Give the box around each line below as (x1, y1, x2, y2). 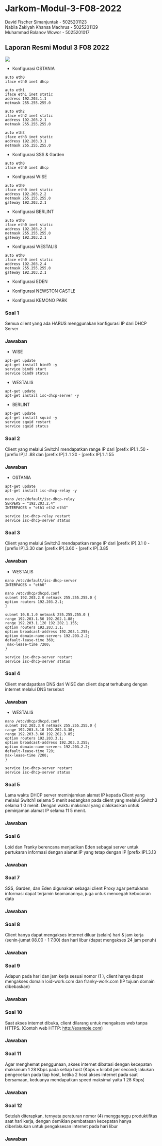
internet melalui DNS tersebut (5, 686, 64, 692)
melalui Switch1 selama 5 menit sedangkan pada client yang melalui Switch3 (5, 797, 158, 803)
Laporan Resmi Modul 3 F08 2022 (5, 43, 110, 52)
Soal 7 (5, 874, 20, 881)
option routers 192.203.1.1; (5, 625, 64, 630)
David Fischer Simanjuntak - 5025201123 (5, 19, 87, 25)
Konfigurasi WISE (12, 174, 47, 179)
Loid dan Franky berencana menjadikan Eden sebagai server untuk (5, 844, 139, 850)
